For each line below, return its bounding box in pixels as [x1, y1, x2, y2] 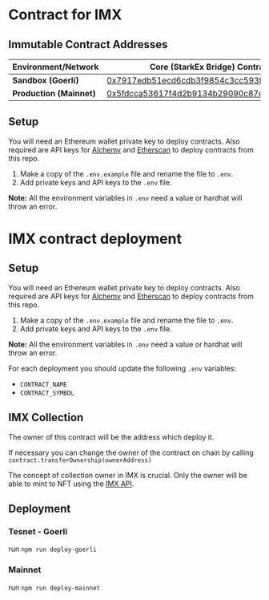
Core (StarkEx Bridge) [149, 62, 235, 72]
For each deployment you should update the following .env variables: [8, 363, 237, 373]
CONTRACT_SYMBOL [19, 389, 74, 397]
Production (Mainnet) [12, 88, 96, 99]
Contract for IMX [8, 6, 122, 24]
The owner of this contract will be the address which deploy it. [8, 432, 215, 442]
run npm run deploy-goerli [8, 544, 98, 554]
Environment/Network [12, 62, 99, 72]
